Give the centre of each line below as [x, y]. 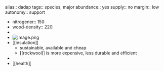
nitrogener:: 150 [28, 22]
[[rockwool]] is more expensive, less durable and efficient [78, 53]
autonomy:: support [25, 12]
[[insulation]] [25, 43]
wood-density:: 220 [32, 27]
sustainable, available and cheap [53, 48]
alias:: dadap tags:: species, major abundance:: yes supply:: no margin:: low [82, 7]
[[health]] [22, 63]
